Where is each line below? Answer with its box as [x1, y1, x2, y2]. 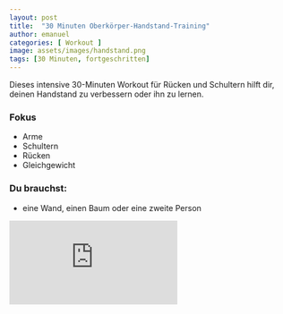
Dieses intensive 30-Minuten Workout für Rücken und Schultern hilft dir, [9, 80, 275, 89]
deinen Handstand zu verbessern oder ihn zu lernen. [9, 89, 204, 99]
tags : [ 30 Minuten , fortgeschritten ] [9, 55, 150, 64]
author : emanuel [9, 30, 70, 38]
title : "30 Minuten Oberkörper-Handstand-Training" [9, 21, 210, 30]
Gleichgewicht [21, 160, 76, 171]
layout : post [9, 13, 58, 22]
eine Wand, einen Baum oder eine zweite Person [21, 202, 202, 213]
